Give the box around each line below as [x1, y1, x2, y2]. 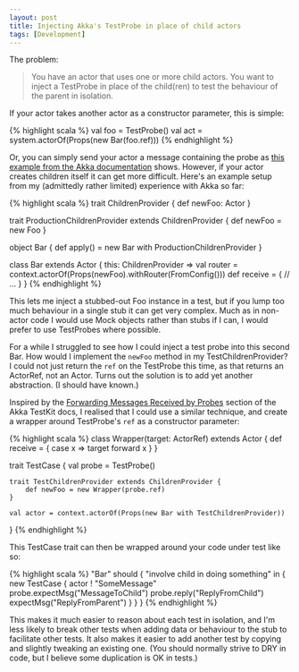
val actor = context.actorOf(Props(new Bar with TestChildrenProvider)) [9, 509, 286, 518]
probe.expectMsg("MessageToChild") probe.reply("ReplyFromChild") [9, 588, 265, 599]
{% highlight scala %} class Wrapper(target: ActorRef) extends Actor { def [9, 433, 283, 444]
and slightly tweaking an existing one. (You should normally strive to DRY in [9, 643, 287, 654]
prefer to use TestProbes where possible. [9, 324, 162, 336]
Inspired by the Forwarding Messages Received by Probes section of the [9, 397, 277, 408]
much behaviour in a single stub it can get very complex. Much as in [9, 305, 261, 316]
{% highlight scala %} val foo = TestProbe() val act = [9, 125, 203, 136]
